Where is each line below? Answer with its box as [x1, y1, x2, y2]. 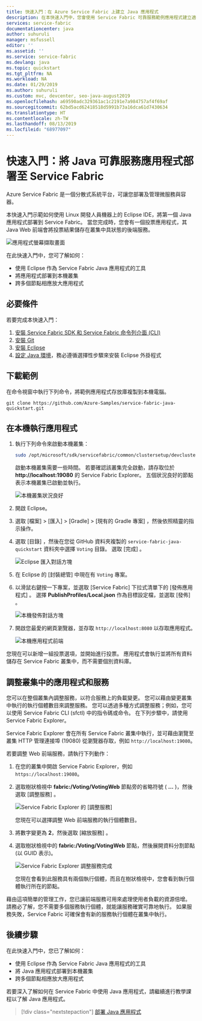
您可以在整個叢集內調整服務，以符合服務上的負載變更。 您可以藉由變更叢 [6, 694, 187, 701]
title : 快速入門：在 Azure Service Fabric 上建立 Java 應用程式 [6, 8, 159, 15]
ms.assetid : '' [6, 48, 44, 54]
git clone [6, 400, 31, 406]
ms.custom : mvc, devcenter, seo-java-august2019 [6, 93, 130, 99]
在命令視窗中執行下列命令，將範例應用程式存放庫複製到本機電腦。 [6, 388, 170, 395]
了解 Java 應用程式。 [16, 995, 69, 1002]
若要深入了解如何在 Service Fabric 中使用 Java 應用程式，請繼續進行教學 [6, 987, 186, 995]
